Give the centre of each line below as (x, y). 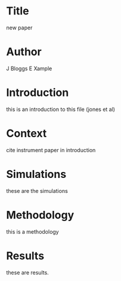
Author (24, 52)
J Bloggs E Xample (29, 68)
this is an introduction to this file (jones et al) (61, 109)
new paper (19, 28)
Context (27, 134)
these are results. (27, 272)
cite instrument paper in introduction (51, 150)
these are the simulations (37, 191)
